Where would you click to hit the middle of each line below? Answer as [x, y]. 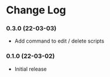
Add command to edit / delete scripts [59, 41]
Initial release [30, 69]
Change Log [36, 10]
